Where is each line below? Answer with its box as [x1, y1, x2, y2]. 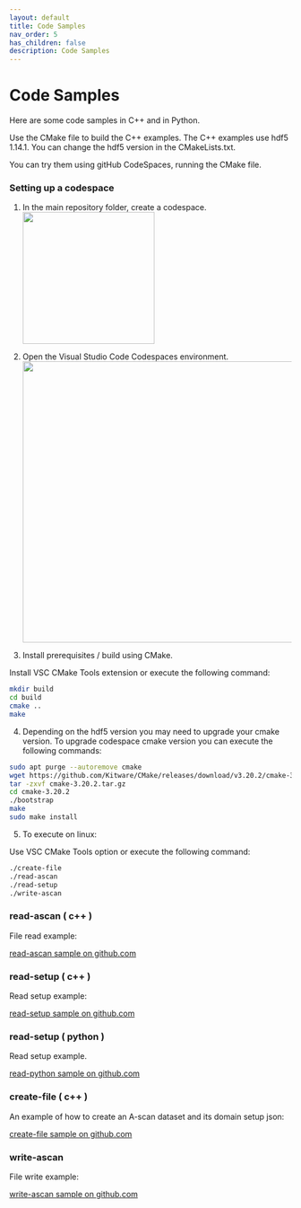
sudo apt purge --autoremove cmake [9, 763, 142, 772]
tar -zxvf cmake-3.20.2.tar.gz [9, 779, 126, 789]
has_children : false [9, 38, 87, 48]
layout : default [9, 13, 70, 22]
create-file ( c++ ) [9, 1090, 88, 1103]
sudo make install [9, 813, 78, 822]
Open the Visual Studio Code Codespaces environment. [21, 351, 229, 362]
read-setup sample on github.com [9, 1008, 135, 1019]
